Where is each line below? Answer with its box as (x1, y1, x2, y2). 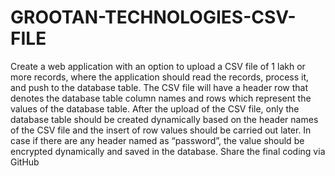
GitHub (10, 156, 40, 168)
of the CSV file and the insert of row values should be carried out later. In (10, 124, 312, 136)
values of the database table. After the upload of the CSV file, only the (10, 102, 300, 115)
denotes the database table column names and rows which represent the (10, 92, 312, 104)
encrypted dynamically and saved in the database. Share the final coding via (10, 145, 326, 157)
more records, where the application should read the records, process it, (10, 71, 310, 83)
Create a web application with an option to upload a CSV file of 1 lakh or (10, 60, 306, 72)
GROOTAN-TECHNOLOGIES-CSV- (10, 6, 297, 29)
